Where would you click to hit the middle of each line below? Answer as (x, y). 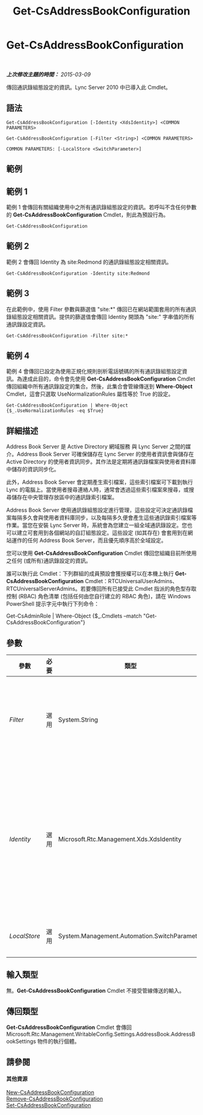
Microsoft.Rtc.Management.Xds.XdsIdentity (120, 839)
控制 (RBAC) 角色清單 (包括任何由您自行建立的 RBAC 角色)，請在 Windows (99, 597)
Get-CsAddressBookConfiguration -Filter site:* (67, 336)
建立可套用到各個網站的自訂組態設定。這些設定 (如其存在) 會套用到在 (102, 533)
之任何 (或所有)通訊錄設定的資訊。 (49, 561)
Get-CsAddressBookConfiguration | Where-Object (67, 406)
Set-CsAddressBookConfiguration (49, 1105)
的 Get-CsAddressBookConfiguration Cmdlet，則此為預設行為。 (88, 214)
